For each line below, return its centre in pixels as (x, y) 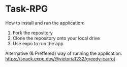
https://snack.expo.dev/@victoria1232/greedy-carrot (60, 58)
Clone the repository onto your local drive (56, 38)
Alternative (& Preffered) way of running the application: (64, 53)
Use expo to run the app (38, 43)
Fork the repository (33, 32)
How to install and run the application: (45, 23)
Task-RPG (27, 9)
